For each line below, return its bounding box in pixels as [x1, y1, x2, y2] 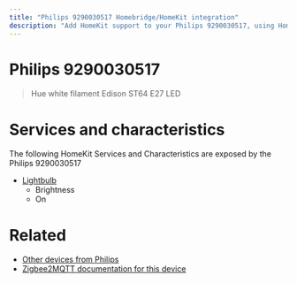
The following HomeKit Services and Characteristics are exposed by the [9, 149, 272, 159]
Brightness [34, 185, 75, 195]
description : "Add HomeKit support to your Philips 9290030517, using [9, 21, 275, 30]
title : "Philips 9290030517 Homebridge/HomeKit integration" [9, 12, 240, 22]
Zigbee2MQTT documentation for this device [21, 264, 187, 274]
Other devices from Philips [21, 254, 119, 265]
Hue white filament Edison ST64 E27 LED [30, 88, 181, 99]
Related [9, 225, 66, 245]
